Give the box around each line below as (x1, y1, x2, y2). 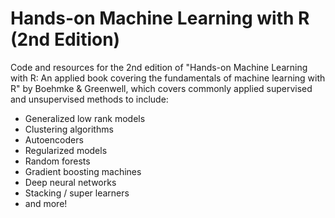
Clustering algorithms (24, 123, 114, 135)
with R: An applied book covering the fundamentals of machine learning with (10, 72, 326, 84)
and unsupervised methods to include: (10, 93, 169, 105)
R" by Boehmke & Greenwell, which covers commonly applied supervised (10, 82, 313, 94)
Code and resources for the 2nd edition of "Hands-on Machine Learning (10, 61, 308, 73)
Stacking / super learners (24, 187, 130, 199)
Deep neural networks (24, 176, 117, 188)
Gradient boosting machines (24, 165, 142, 177)
